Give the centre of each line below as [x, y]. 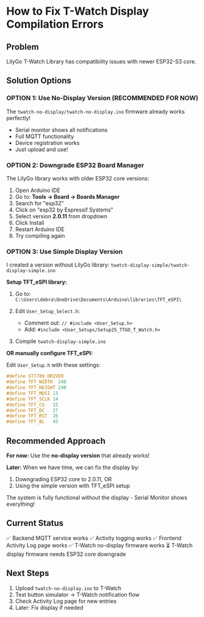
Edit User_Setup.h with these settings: [54, 365]
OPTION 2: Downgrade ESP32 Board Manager [75, 165]
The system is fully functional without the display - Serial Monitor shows [97, 497]
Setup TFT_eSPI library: [37, 282]
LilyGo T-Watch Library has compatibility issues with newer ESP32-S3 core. [101, 61]
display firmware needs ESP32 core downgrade [66, 554]
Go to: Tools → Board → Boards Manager [67, 196]
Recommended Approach [56, 441]
